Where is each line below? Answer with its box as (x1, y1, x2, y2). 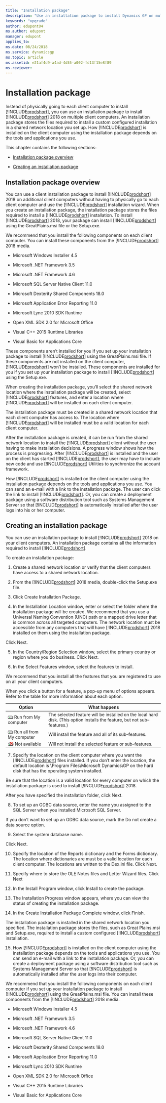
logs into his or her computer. (5, 507, 66, 513)
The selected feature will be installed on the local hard (48, 712, 158, 718)
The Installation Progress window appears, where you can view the (12, 895, 149, 901)
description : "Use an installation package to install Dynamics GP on (5, 13, 154, 18)
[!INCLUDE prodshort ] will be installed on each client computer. (5, 400, 133, 405)
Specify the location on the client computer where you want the (12, 752, 142, 758)
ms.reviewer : (5, 65, 33, 70)
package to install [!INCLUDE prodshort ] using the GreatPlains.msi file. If (5, 353, 152, 359)
